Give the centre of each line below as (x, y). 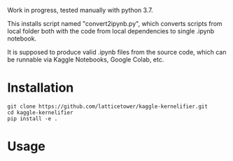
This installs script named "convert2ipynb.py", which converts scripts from (115, 23)
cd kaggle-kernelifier (40, 112)
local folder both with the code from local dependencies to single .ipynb (111, 31)
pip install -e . (33, 118)
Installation (41, 88)
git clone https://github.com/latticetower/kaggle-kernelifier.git (108, 106)
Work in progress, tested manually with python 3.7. (80, 10)
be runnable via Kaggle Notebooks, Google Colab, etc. (86, 59)
